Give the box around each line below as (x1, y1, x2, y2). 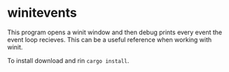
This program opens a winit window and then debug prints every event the (7, 28, 223, 36)
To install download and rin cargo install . (7, 56, 130, 64)
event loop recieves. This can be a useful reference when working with (7, 35, 212, 43)
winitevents (7, 5, 77, 21)
